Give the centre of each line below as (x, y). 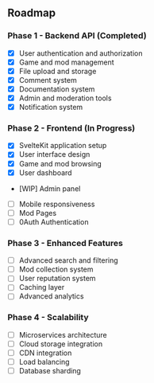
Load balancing (44, 362)
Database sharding (50, 371)
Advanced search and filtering (68, 260)
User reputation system (57, 279)
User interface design (54, 154)
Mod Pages (38, 213)
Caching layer (42, 287)
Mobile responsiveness (57, 204)
